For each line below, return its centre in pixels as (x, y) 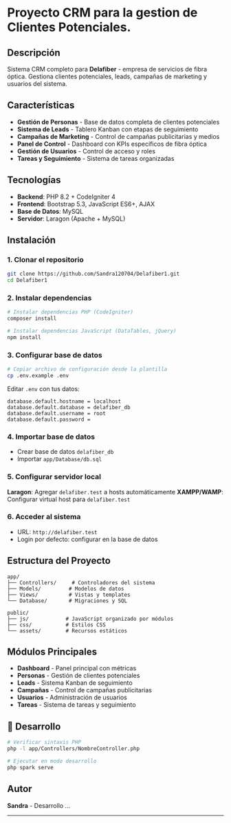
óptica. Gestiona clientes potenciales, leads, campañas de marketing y (107, 76)
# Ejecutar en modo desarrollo (52, 761)
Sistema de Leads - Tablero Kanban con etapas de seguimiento (108, 129)
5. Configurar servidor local (54, 477)
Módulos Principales (52, 652)
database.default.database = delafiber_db (69, 407)
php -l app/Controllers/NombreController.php (73, 749)
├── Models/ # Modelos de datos (66, 589)
